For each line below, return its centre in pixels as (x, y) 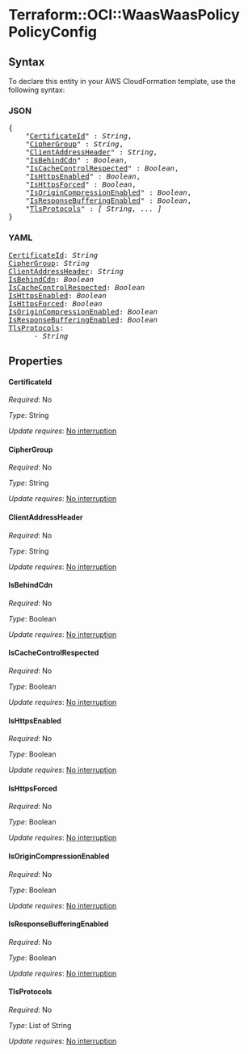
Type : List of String (40, 1026)
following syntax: (37, 90)
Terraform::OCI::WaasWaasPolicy (124, 15)
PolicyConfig (53, 32)
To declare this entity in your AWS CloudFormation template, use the (122, 81)
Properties (36, 361)
